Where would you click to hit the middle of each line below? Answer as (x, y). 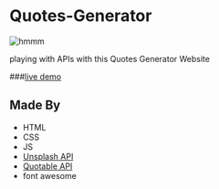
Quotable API (47, 166)
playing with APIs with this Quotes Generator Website (109, 58)
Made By (35, 105)
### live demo (36, 76)
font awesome (50, 175)
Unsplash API (48, 156)
